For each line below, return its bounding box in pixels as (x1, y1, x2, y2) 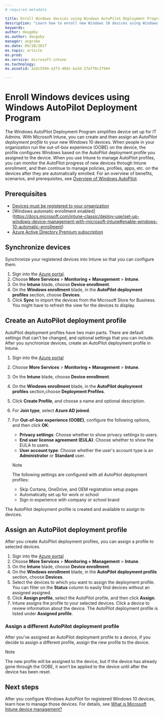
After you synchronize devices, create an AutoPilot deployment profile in (5, 340, 151, 346)
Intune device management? (5, 706, 62, 712)
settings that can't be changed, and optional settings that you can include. (5, 335, 155, 341)
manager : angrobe (5, 39, 41, 44)
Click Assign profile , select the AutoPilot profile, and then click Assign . (12, 595, 156, 601)
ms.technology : (5, 62, 36, 67)
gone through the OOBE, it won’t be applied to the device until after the (5, 664, 148, 669)
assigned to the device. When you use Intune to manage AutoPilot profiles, (5, 155, 155, 161)
